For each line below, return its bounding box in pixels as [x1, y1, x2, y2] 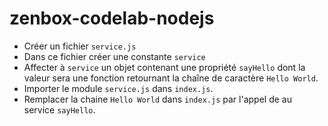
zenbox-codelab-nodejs [9, 7, 215, 30]
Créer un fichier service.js [23, 40, 137, 52]
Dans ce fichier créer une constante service [23, 50, 206, 62]
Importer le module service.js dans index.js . [23, 82, 214, 94]
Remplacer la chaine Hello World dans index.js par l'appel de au [23, 93, 292, 105]
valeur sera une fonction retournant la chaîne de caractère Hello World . [23, 72, 319, 84]
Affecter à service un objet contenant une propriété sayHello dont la [23, 61, 306, 73]
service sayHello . [23, 103, 96, 116]
